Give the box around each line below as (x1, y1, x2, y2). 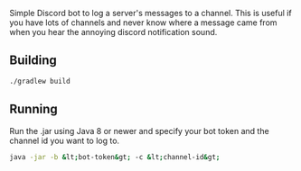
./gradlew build (9, 76, 71, 85)
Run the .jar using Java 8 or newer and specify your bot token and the (9, 125, 269, 136)
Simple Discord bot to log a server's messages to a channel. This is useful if (9, 8, 292, 18)
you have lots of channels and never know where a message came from (9, 17, 277, 28)
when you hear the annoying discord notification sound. (9, 27, 218, 37)
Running (9, 102, 59, 117)
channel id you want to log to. (9, 135, 120, 146)
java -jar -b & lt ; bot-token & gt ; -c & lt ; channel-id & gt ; (9, 152, 221, 161)
